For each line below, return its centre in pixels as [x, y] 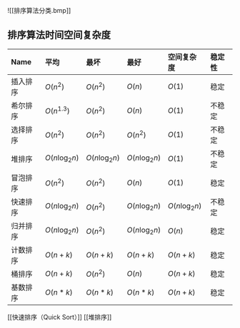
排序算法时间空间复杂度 [59, 35]
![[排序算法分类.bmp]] [39, 10]
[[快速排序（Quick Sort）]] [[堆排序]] [60, 317]
